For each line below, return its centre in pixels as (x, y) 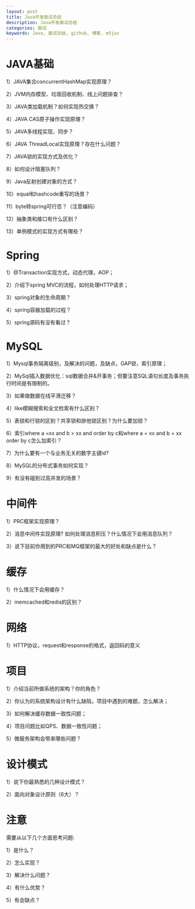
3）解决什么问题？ (28, 875)
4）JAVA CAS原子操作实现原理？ (46, 119)
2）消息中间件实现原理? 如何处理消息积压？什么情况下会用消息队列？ (90, 533)
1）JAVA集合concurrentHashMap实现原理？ (59, 82)
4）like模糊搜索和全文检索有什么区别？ (53, 408)
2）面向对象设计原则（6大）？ (43, 794)
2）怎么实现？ (23, 862)
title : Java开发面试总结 (34, 17)
